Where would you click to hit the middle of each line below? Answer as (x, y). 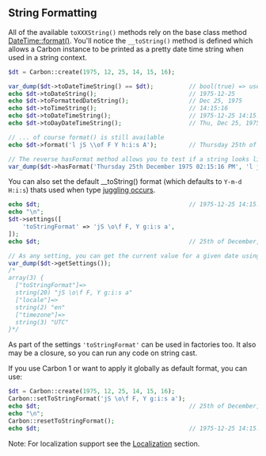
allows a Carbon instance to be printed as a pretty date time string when (126, 49)
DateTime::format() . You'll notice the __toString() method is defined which (131, 40)
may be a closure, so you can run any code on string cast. (103, 353)
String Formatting (53, 13)
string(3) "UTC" (42, 322)
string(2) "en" (40, 307)
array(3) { (26, 278)
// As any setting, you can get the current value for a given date (123, 256)
